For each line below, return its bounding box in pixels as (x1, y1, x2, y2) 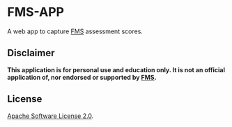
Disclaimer (7, 47, 55, 59)
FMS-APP (7, 4, 65, 20)
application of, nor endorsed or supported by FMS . (7, 73, 157, 81)
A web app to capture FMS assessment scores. (7, 27, 143, 35)
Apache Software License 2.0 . (7, 112, 94, 120)
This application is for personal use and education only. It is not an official (7, 65, 225, 74)
